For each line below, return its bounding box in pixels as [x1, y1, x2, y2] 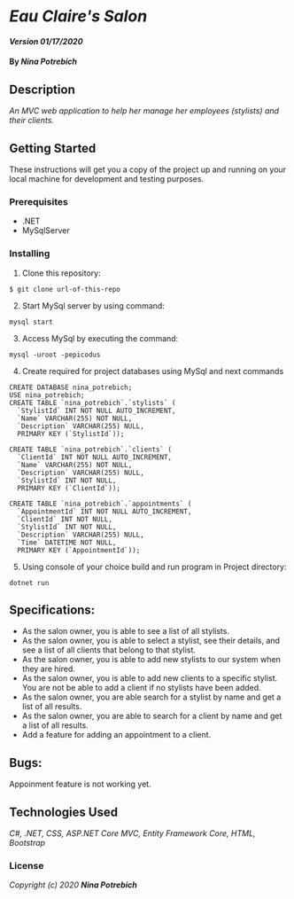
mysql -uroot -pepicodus [9, 350, 101, 359]
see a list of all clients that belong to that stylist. [21, 645, 197, 655]
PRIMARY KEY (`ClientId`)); [17, 483, 121, 493]
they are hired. [21, 663, 75, 675]
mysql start [9, 317, 53, 326]
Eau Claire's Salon [9, 6, 148, 27]
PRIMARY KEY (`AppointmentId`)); [17, 545, 141, 555]
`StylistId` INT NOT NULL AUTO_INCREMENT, [17, 406, 176, 415]
